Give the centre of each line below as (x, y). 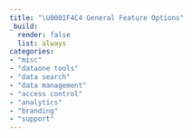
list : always (42, 43)
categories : (32, 52)
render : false (44, 34)
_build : (24, 26)
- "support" (32, 119)
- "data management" (48, 85)
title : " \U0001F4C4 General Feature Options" (96, 18)
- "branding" (34, 111)
